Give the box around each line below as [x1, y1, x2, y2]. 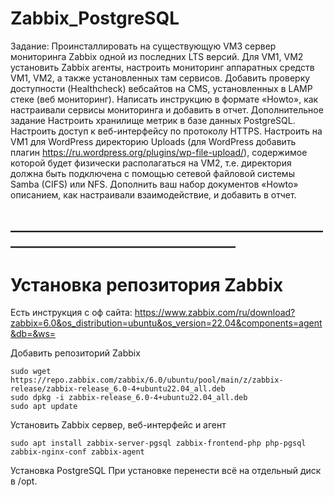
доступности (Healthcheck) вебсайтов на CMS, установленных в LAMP [10, 82, 313, 94]
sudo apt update [10, 402, 78, 412]
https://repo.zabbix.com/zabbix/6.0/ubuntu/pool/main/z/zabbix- [10, 375, 284, 386]
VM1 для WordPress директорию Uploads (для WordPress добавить [10, 135, 297, 147]
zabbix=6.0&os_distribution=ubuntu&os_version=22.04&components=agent [10, 317, 323, 329]
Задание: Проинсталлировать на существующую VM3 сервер [10, 40, 277, 52]
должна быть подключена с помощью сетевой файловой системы [10, 167, 295, 179]
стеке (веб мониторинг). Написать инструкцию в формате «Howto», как [10, 93, 319, 105]
